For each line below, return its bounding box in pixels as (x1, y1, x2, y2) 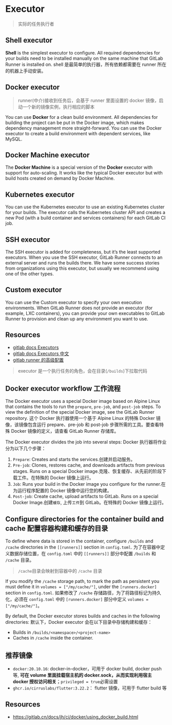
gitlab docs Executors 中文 (12, 350, 69, 357)
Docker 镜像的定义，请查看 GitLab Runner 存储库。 (11, 428, 119, 434)
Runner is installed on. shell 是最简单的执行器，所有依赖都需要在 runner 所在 (5, 61, 167, 67)
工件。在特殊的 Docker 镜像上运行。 (17, 474, 94, 481)
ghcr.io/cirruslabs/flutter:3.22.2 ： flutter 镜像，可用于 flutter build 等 (12, 685, 167, 691)
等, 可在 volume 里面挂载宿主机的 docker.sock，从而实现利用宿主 (12, 672, 152, 678)
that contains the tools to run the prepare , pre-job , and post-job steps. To (5, 403, 161, 410)
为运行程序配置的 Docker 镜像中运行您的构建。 (12, 487, 112, 494)
